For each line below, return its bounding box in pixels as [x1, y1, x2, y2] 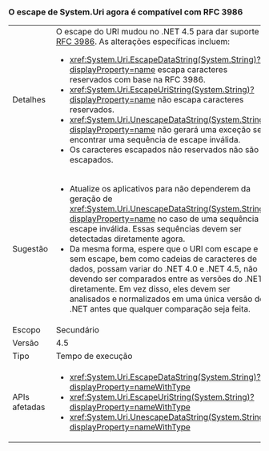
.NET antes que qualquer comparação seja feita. [69, 304, 251, 315]
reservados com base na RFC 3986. [69, 74, 206, 86]
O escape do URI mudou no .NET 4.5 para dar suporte [55, 26, 259, 38]
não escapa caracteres [157, 95, 244, 106]
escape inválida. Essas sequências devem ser [69, 223, 242, 235]
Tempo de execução [55, 351, 133, 362]
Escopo [12, 324, 42, 336]
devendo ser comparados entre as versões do [69, 273, 243, 284]
